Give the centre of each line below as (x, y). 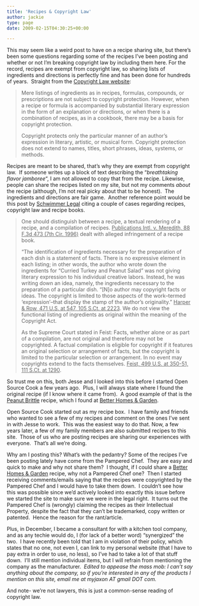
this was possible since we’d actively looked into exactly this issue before (96, 492)
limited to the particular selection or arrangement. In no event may (102, 358)
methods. (33, 155)
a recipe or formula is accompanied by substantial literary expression (105, 106)
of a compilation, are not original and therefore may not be (92, 339)
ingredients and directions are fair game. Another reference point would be (99, 197)
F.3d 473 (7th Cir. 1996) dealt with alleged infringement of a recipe (102, 234)
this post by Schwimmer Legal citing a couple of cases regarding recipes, (96, 204)
